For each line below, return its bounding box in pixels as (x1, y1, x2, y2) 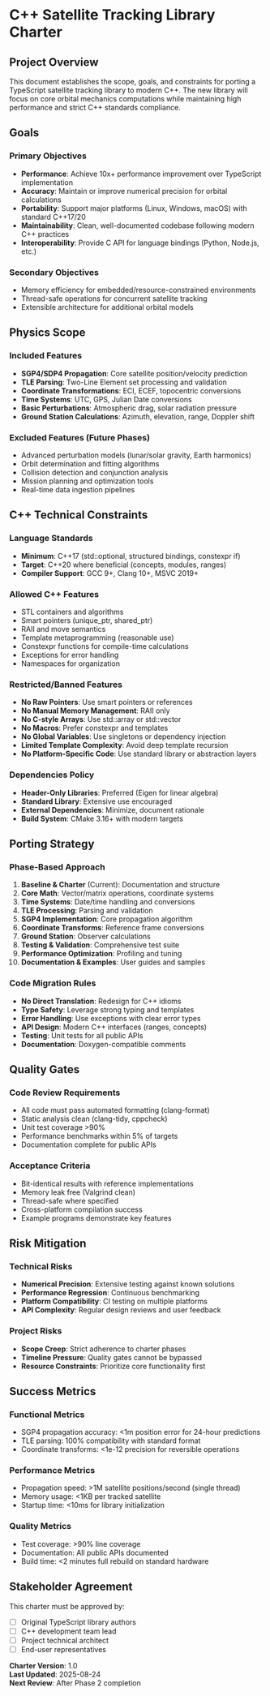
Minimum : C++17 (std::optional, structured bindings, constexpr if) (20, 551, 242, 560)
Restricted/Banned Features (9, 679, 122, 690)
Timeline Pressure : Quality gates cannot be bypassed (20, 1352, 202, 1362)
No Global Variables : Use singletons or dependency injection (20, 732, 226, 741)
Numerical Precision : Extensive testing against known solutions (20, 1279, 235, 1289)
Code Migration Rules (9, 977, 96, 989)
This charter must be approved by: (9, 1601, 125, 1611)
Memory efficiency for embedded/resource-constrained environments (20, 285, 256, 294)
